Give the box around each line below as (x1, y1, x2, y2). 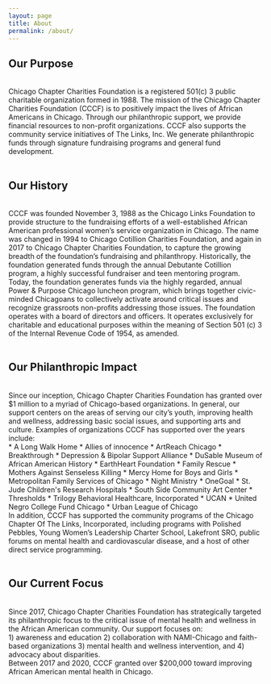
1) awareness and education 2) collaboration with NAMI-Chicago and (8, 632, 238, 642)
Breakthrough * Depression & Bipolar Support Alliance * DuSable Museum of (8, 450, 263, 460)
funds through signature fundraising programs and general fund (8, 138, 221, 148)
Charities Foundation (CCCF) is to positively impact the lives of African (8, 104, 244, 114)
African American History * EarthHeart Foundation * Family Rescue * (8, 459, 236, 469)
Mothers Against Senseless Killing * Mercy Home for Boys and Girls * (8, 467, 239, 477)
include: (8, 433, 35, 443)
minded (8, 294, 34, 303)
